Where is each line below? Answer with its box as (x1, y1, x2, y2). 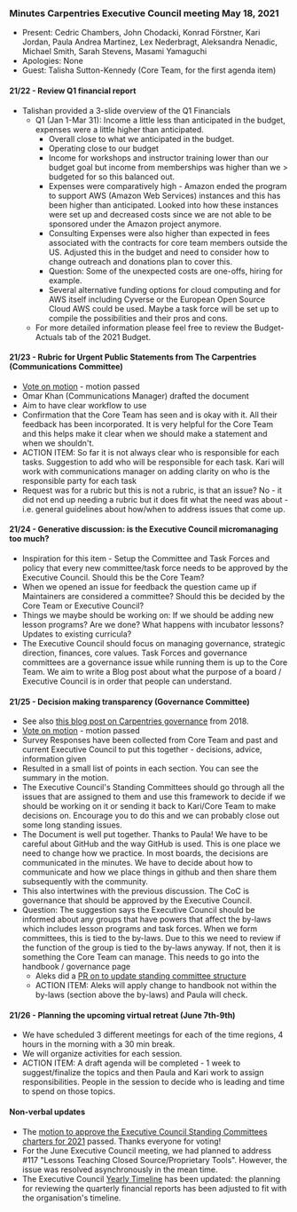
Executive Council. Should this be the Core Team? (21, 572, 205, 582)
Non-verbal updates (9, 1106, 86, 1117)
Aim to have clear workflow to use (21, 400, 147, 410)
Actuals (35, 331, 64, 342)
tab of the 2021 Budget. (65, 331, 152, 342)
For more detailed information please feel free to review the (35, 322, 253, 333)
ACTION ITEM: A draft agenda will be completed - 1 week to (21, 1058, 241, 1068)
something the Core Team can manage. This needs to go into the (21, 952, 260, 962)
